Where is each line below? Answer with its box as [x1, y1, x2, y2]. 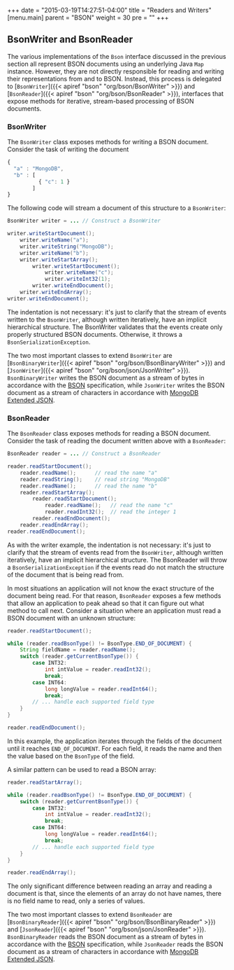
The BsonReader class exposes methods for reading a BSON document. [7, 429, 211, 438]
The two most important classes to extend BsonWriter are [7, 351, 173, 359]
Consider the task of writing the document [7, 145, 129, 153]
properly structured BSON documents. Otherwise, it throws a [7, 330, 183, 338]
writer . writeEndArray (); [20, 289, 92, 296]
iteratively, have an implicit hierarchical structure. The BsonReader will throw [7, 555, 228, 564]
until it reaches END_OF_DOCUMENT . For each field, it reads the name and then [7, 744, 222, 752]
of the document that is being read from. [7, 570, 124, 578]
